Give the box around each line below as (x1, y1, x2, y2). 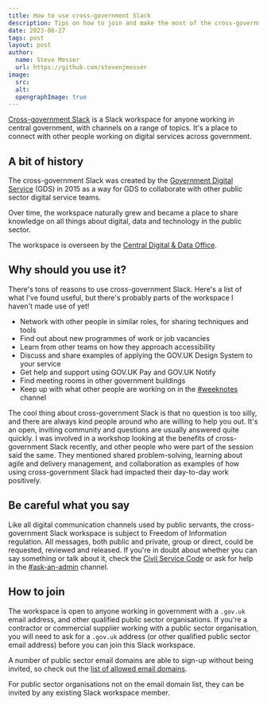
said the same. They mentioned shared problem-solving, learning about (8, 450, 243, 459)
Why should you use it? (8, 263, 127, 277)
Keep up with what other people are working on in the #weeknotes (19, 384, 238, 393)
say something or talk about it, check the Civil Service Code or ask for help (8, 553, 253, 563)
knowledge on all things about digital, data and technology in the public (8, 216, 242, 227)
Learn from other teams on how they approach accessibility (19, 342, 216, 351)
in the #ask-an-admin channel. (8, 562, 109, 571)
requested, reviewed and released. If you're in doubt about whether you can (8, 545, 257, 555)
